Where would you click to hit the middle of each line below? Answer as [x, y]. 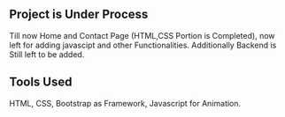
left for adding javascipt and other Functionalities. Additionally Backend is [143, 45]
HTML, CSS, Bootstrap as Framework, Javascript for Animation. [125, 103]
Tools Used [41, 82]
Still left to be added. [47, 54]
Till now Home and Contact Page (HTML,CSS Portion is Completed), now [142, 35]
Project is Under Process [79, 15]
